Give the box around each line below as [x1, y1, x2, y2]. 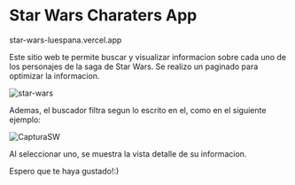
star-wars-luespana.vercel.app [9, 35, 122, 45]
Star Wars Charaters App [9, 5, 198, 26]
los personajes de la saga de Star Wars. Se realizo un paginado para [9, 61, 259, 72]
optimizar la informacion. [9, 70, 100, 81]
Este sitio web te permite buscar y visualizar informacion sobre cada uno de [9, 51, 286, 62]
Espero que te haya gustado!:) [9, 166, 120, 176]
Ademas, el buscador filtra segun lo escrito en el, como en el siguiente [9, 104, 267, 115]
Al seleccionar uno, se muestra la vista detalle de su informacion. [9, 148, 247, 159]
